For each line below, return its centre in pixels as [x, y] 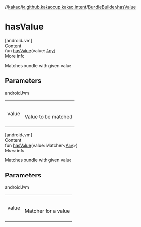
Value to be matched [48, 116]
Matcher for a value [47, 211]
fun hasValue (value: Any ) [30, 50]
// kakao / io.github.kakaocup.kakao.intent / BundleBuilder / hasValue [70, 7]
